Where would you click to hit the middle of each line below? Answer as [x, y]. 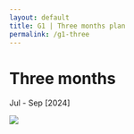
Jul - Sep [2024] [40, 103]
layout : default [39, 17]
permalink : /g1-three [50, 34]
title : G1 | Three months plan [67, 26]
